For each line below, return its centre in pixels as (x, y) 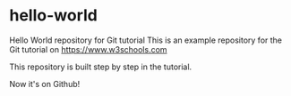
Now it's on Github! (45, 84)
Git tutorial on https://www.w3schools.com (88, 49)
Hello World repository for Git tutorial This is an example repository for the (146, 40)
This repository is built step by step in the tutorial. (101, 67)
